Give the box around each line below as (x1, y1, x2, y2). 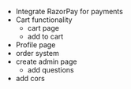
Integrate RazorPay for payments (15, 7, 124, 16)
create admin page (15, 57, 77, 66)
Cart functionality (15, 15, 73, 24)
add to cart (27, 32, 64, 41)
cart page (27, 24, 59, 32)
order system (15, 49, 59, 57)
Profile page (15, 40, 56, 50)
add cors (15, 74, 45, 83)
